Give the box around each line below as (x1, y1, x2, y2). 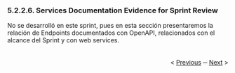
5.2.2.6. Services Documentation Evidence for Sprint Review (7, 6, 219, 15)
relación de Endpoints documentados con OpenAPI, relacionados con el (7, 29, 215, 37)
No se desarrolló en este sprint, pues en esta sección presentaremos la (7, 22, 214, 30)
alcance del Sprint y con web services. (7, 36, 119, 44)
